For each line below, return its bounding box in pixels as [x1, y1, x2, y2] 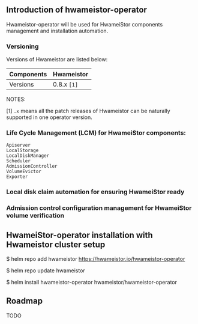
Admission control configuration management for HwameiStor [6, 204, 192, 212]
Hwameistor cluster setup [6, 239, 106, 249]
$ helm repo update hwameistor [6, 267, 85, 274]
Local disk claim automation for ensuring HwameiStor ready [6, 188, 185, 196]
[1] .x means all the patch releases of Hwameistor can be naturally [6, 108, 170, 115]
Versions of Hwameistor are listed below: [6, 56, 108, 63]
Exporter [6, 174, 28, 180]
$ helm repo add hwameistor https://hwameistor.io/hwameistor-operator [6, 255, 185, 263]
